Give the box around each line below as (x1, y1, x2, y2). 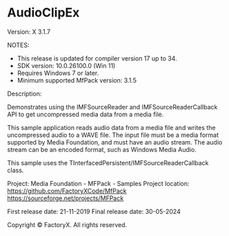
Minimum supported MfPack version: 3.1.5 (17, 76, 137, 84)
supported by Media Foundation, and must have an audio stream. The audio (7, 138, 223, 146)
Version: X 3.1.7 (7, 28, 50, 36)
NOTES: (7, 41, 30, 49)
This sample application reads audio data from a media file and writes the (7, 123, 216, 131)
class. (7, 166, 24, 174)
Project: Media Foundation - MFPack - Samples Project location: (7, 179, 190, 187)
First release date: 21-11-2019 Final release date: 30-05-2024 (7, 207, 181, 215)
